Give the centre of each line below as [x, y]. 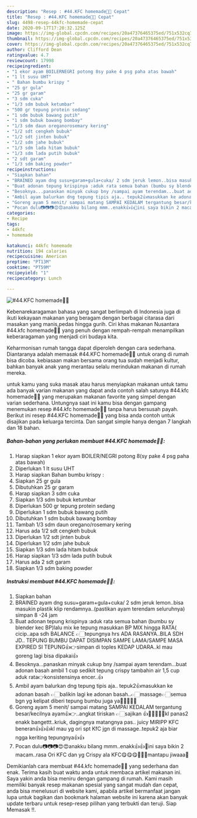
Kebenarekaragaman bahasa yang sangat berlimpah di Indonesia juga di [94, 311]
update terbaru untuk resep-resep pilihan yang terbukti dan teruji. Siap [92, 803]
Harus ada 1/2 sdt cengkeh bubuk [56, 531]
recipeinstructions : [32, 170]
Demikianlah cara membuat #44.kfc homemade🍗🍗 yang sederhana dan [93, 766]
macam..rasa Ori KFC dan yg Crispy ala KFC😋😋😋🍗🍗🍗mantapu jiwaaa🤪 [102, 755]
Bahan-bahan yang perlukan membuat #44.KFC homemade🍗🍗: [86, 441]
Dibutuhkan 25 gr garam [44, 487]
